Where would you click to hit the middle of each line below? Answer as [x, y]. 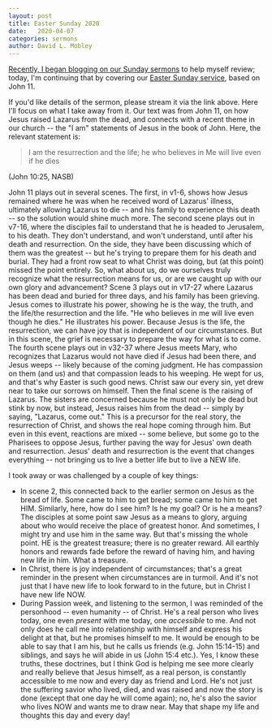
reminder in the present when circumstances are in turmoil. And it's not [139, 578]
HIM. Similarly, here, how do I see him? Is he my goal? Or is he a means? [141, 509]
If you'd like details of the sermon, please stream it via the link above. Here [133, 102]
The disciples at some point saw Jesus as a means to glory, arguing [134, 517]
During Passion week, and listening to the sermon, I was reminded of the [142, 603]
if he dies [44, 161]
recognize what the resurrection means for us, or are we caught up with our [135, 279]
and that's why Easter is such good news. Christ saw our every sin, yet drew [136, 382]
